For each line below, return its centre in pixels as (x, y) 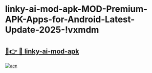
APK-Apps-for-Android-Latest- (70, 19)
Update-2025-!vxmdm (52, 30)
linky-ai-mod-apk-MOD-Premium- (76, 9)
